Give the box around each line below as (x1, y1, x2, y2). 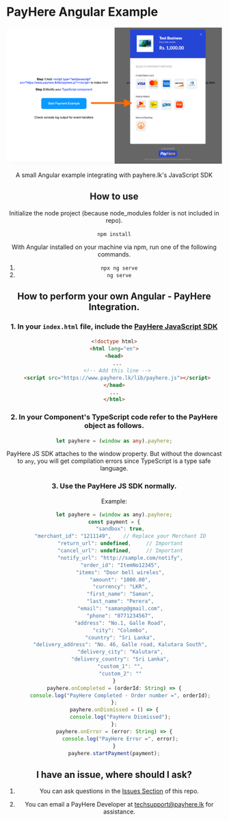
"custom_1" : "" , (97, 663, 144, 670)
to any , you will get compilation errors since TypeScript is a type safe (17, 457, 211, 465)
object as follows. (84, 421, 144, 431)
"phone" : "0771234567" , (86, 612, 154, 619)
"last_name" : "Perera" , (86, 598, 154, 605)
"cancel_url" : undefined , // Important (57, 547, 184, 554)
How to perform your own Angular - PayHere (17, 291, 211, 302)
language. (100, 464, 129, 473)
